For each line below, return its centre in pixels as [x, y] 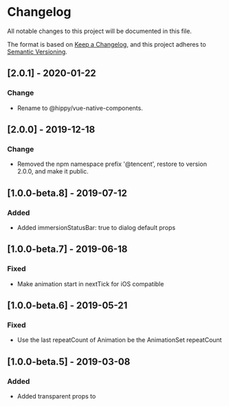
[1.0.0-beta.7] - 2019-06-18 [67, 249]
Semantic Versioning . [37, 52]
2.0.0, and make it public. [53, 171]
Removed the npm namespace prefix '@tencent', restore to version [112, 164]
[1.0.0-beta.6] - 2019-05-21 [67, 306]
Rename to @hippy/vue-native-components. [80, 108]
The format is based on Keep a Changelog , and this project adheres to [107, 44]
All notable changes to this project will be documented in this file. [100, 31]
